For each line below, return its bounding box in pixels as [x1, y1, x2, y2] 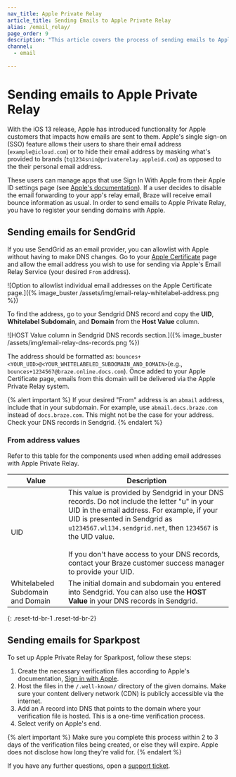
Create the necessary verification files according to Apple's [17, 666, 190, 675]
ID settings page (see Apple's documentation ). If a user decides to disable [7, 183, 222, 192]
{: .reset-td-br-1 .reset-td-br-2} [7, 614, 97, 622]
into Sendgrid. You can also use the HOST [67, 587, 207, 597]
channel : [7, 43, 33, 50]
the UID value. [67, 531, 114, 541]
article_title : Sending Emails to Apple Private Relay [7, 17, 171, 24]
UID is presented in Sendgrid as [67, 514, 173, 523]
